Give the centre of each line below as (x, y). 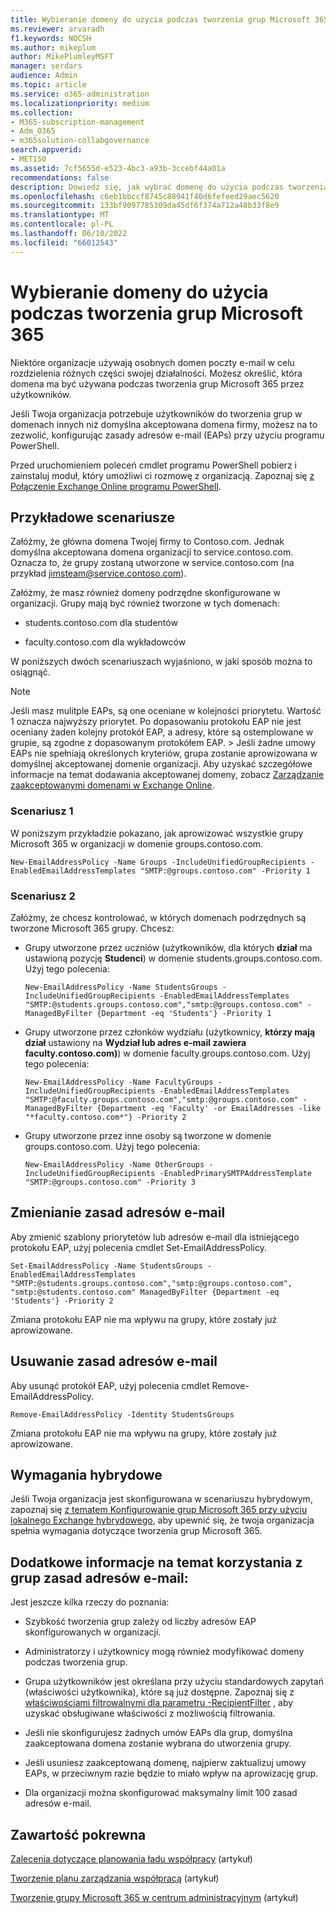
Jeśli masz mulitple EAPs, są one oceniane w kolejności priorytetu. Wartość (166, 711)
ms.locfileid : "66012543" (64, 242)
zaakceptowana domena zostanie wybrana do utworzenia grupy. (158, 1743)
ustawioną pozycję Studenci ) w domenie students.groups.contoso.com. (173, 958)
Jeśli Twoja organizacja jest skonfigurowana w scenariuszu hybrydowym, (161, 1499)
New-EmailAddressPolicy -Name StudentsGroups (121, 987)
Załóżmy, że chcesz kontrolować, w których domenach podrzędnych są (158, 917)
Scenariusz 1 (42, 811)
